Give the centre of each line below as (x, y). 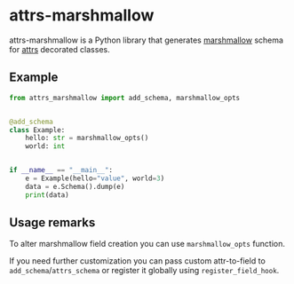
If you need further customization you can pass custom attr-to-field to (138, 261)
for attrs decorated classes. (60, 49)
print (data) (47, 195)
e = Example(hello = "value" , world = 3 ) (95, 178)
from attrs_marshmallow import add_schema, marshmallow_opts (125, 98)
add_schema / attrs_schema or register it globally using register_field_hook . (144, 271)
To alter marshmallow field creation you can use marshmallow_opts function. (147, 244)
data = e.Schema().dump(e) (75, 186)
